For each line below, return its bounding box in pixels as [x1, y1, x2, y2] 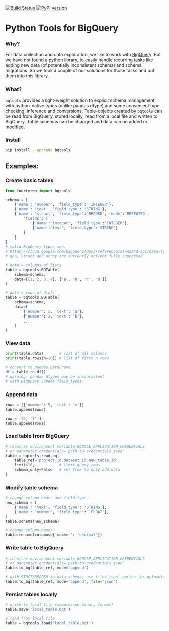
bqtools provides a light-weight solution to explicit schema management [5, 97, 155, 103]
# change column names [5, 528, 53, 533]
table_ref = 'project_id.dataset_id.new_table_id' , [14, 458, 121, 463]
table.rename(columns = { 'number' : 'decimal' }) [5, 532, 102, 538]
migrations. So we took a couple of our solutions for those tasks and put [5, 68, 155, 74]
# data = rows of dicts [5, 290, 55, 295]
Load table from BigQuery [5, 433, 69, 440]
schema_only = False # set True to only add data [14, 467, 121, 472]
